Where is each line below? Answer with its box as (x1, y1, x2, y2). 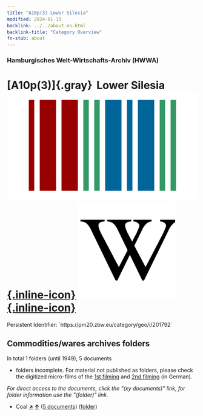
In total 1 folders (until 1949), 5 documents (7, 355, 112, 362)
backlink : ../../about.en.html (7, 22, 86, 29)
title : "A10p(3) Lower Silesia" (7, 10, 88, 16)
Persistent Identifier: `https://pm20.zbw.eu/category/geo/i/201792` (7, 321, 173, 328)
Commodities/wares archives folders (7, 338, 150, 349)
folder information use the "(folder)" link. (7, 391, 108, 398)
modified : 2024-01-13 (7, 16, 62, 22)
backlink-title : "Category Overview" (7, 29, 102, 35)
